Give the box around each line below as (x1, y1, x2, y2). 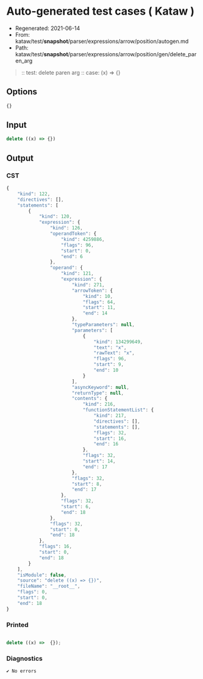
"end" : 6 (60, 253, 84, 259)
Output (6, 153, 34, 163)
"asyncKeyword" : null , (71, 384, 130, 390)
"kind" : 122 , (17, 191, 51, 197)
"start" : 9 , (93, 362, 124, 368)
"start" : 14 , (82, 458, 116, 464)
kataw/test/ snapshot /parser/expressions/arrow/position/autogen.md (15, 37, 189, 45)
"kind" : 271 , (71, 281, 105, 288)
